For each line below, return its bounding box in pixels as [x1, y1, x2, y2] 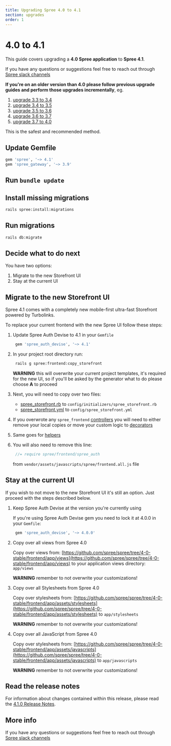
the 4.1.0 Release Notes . [5, 701, 56, 707]
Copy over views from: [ [12, 549, 64, 556]
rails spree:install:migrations [5, 207, 74, 212]
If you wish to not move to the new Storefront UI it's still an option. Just [5, 489, 155, 496]
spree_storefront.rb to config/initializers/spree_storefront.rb [20, 401, 157, 407]
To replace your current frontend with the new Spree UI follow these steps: [5, 322, 163, 328]
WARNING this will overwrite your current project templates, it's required [12, 370, 166, 377]
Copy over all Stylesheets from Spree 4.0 [12, 584, 100, 591]
